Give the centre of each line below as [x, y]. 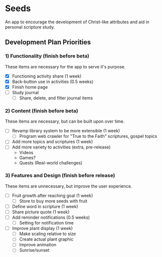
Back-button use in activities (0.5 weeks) [53, 81]
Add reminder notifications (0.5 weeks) [51, 217]
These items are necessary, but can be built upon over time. [65, 121]
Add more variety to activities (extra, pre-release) [61, 147]
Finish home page [30, 87]
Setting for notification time [46, 223]
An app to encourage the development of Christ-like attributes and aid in [77, 22]
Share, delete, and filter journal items [56, 98]
